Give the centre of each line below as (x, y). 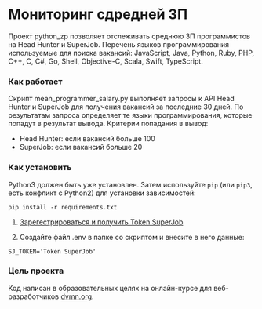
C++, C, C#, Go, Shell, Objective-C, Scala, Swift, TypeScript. (106, 61)
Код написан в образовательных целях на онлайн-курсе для (110, 288)
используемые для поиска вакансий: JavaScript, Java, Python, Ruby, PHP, (131, 53)
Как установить (40, 168)
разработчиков (34, 296)
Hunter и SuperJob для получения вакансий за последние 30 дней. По (126, 107)
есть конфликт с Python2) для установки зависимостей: (102, 193)
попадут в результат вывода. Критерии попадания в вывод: (108, 124)
